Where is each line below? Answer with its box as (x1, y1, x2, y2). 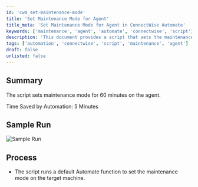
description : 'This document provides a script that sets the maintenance (6, 34, 194, 41)
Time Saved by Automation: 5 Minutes (6, 103, 99, 110)
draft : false (6, 47, 38, 53)
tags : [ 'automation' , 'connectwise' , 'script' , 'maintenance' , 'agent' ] (6, 41, 189, 47)
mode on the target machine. (14, 175, 85, 182)
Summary (6, 76, 43, 86)
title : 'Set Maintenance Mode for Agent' (6, 15, 110, 22)
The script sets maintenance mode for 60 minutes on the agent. (6, 91, 161, 99)
